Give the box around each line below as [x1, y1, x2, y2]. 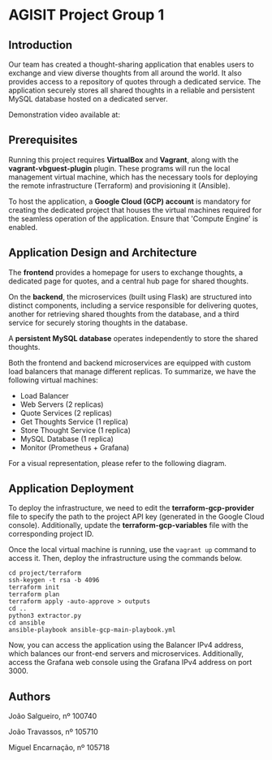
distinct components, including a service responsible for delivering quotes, [8, 300, 258, 310]
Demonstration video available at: [8, 110, 120, 119]
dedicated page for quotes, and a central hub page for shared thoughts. [8, 276, 249, 286]
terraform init [8, 583, 60, 592]
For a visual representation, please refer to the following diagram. [8, 458, 227, 468]
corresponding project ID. [8, 529, 94, 539]
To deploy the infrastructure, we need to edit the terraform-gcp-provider [8, 503, 254, 513]
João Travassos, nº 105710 [8, 727, 99, 736]
